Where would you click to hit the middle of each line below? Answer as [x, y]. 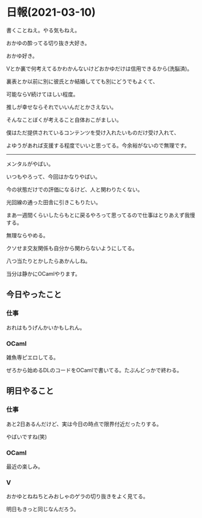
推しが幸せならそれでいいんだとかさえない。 [62, 107]
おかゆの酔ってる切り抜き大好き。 [48, 43]
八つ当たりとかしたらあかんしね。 [48, 261]
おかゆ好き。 [22, 55]
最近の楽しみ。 [25, 466]
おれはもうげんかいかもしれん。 [46, 327]
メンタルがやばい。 [30, 164]
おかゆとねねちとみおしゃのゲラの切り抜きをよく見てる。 [77, 496]
